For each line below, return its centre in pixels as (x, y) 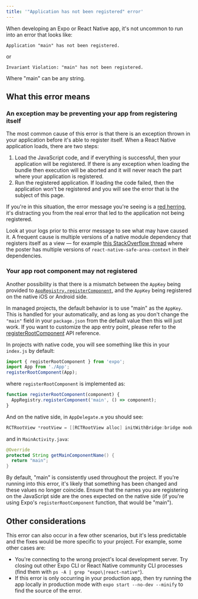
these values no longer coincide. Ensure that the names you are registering (97, 490)
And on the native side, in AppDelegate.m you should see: (75, 417)
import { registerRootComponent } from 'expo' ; (66, 361)
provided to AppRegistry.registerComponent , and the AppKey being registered (99, 290)
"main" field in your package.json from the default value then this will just (94, 320)
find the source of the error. (48, 591)
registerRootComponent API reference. (54, 333)
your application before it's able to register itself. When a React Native (91, 140)
